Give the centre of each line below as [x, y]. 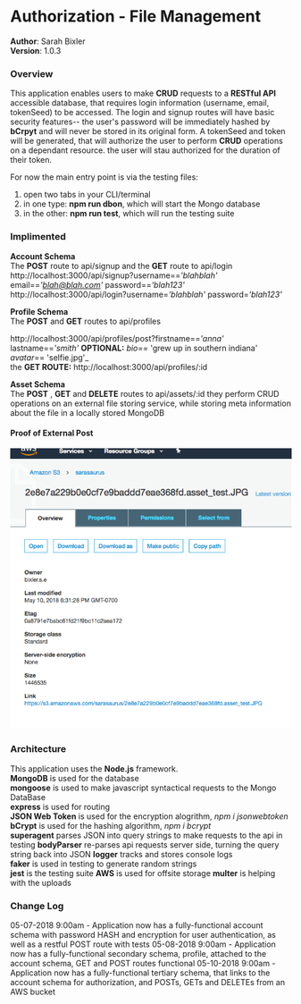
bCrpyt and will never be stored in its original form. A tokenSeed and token [148, 131]
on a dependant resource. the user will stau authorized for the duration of [145, 150]
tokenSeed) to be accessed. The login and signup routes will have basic [142, 113]
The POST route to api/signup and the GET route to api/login [121, 266]
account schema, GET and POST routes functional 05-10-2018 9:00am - [143, 963]
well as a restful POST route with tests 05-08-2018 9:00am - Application [143, 944]
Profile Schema [39, 311]
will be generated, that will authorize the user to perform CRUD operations [147, 141]
